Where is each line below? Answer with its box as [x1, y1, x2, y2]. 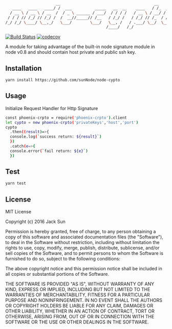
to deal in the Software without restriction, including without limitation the [5, 239, 160, 246]
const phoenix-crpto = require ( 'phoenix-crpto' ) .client [5, 115, 127, 120]
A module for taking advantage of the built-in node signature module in [5, 43, 155, 50]
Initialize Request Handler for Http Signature [5, 105, 98, 111]
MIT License [5, 209, 32, 215]
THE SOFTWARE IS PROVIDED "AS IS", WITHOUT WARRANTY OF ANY [5, 281, 155, 287]
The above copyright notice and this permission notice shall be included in [5, 266, 162, 272]
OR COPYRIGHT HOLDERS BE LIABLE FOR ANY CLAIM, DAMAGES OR [5, 303, 154, 309]
